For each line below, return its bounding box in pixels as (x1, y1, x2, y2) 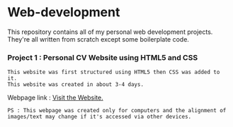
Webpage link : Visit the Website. (7, 93, 104, 102)
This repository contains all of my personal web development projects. (7, 28, 213, 36)
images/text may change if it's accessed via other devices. (7, 114, 192, 121)
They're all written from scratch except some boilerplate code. (7, 35, 190, 43)
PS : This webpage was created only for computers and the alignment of (7, 107, 227, 114)
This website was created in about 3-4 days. (7, 81, 144, 88)
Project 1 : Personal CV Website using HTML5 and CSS (7, 52, 198, 62)
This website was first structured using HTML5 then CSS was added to (7, 68, 220, 76)
